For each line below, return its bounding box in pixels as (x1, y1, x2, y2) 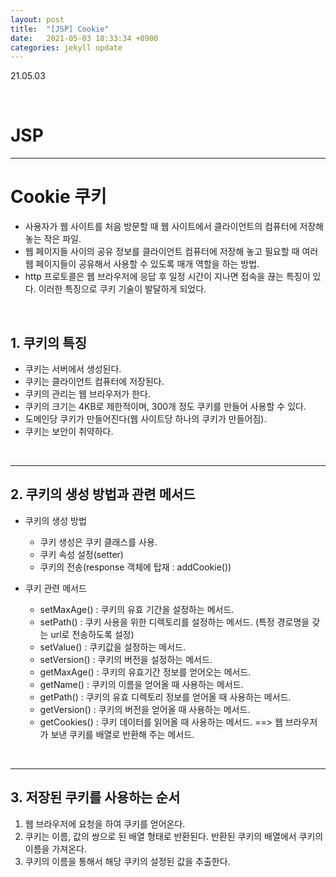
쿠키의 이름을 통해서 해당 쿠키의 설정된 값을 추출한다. (24, 855, 231, 867)
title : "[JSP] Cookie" (10, 24, 110, 34)
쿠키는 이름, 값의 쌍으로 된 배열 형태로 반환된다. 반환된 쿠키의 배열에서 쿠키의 (24, 830, 324, 842)
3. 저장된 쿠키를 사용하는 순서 (10, 789, 181, 806)
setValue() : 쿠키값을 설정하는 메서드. (39, 641, 186, 653)
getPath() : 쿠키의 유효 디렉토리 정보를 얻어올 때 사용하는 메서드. (39, 691, 292, 703)
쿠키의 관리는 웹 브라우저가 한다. (24, 387, 151, 400)
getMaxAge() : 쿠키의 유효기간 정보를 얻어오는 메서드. (39, 666, 252, 678)
